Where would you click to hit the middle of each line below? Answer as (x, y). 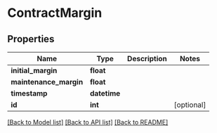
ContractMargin (55, 13)
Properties (31, 39)
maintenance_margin (47, 82)
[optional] (190, 105)
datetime (105, 93)
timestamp (29, 93)
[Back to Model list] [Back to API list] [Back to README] (88, 122)
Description (147, 59)
